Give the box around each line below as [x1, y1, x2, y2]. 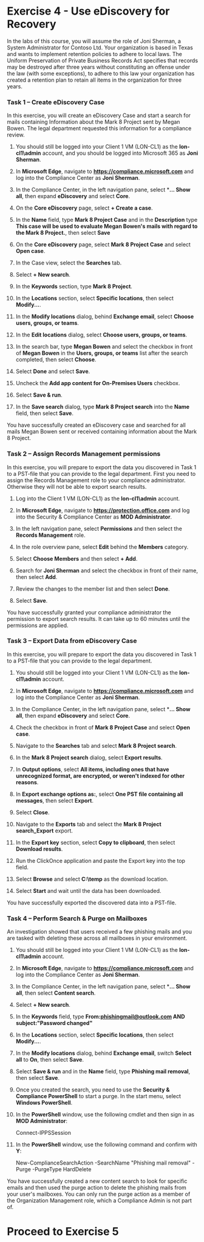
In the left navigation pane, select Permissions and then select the [15, 525, 183, 532]
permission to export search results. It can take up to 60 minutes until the [7, 615, 190, 622]
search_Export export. [15, 827, 73, 834]
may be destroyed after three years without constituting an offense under [7, 63, 191, 71]
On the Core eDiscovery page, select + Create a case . [15, 204, 153, 211]
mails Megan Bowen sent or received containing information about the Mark [7, 428, 197, 435]
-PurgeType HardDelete [32, 1166, 92, 1173]
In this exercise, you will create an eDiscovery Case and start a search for [7, 112, 191, 119]
